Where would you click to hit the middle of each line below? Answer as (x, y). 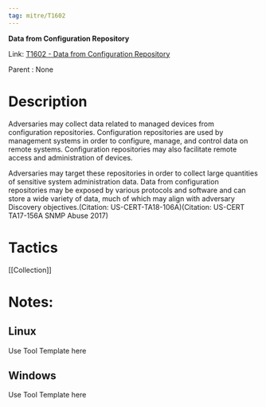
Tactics (33, 247)
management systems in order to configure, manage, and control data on (128, 140)
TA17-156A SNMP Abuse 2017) (59, 215)
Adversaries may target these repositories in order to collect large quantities (133, 173)
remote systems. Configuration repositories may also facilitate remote (123, 149)
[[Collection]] (30, 270)
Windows (32, 375)
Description (48, 101)
